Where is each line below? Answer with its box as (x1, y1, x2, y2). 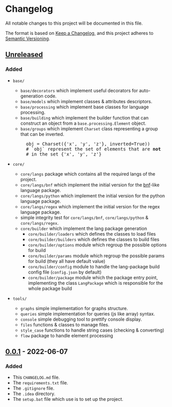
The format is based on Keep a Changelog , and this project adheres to (5, 30, 154, 36)
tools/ (12, 296, 27, 301)
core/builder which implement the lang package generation (20, 225, 147, 231)
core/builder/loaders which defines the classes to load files (28, 230, 156, 237)
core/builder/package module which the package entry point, (28, 274, 158, 280)
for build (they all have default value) (28, 258, 106, 264)
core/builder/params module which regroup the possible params (28, 253, 165, 259)
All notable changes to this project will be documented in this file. (5, 20, 143, 26)
